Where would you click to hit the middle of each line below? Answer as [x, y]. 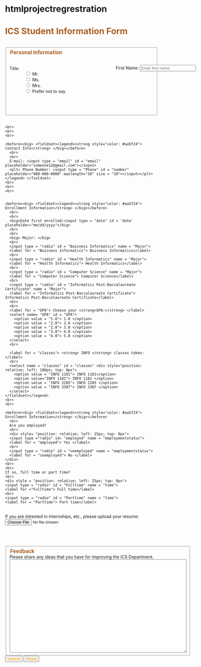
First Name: [127, 68]
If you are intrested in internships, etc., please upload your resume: [72, 516]
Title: [15, 69]
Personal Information [36, 53]
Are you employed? [28, 425]
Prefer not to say [49, 92]
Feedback [22, 551]
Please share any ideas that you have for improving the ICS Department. [82, 557]
